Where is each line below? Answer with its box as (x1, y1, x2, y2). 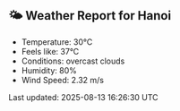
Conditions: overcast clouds (21, 55, 125, 66)
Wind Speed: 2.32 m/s (21, 74, 105, 85)
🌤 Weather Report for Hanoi (8, 8, 172, 23)
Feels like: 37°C (21, 46, 80, 56)
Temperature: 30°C (21, 36, 93, 47)
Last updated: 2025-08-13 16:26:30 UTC (8, 91, 159, 102)
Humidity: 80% (21, 64, 78, 75)
